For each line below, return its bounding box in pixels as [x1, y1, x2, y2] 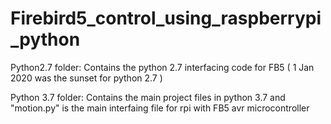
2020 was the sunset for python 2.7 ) [10, 72, 163, 84]
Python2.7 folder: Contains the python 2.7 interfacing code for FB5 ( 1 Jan [10, 61, 315, 73]
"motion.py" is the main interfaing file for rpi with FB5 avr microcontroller [10, 102, 310, 114]
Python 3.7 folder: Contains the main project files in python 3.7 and [10, 91, 286, 103]
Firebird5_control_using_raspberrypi [10, 7, 322, 30]
